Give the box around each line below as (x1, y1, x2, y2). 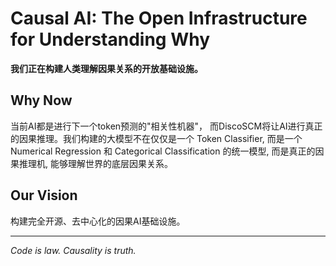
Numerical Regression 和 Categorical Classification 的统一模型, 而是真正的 (10, 145, 316, 157)
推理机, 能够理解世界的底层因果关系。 (18, 157, 173, 169)
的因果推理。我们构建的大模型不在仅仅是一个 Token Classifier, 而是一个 (10, 132, 303, 144)
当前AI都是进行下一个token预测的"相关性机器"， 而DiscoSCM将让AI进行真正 (10, 120, 323, 132)
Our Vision (10, 187, 78, 204)
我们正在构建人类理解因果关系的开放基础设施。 (10, 62, 203, 74)
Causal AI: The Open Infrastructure (10, 7, 308, 30)
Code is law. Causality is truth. (10, 244, 137, 256)
